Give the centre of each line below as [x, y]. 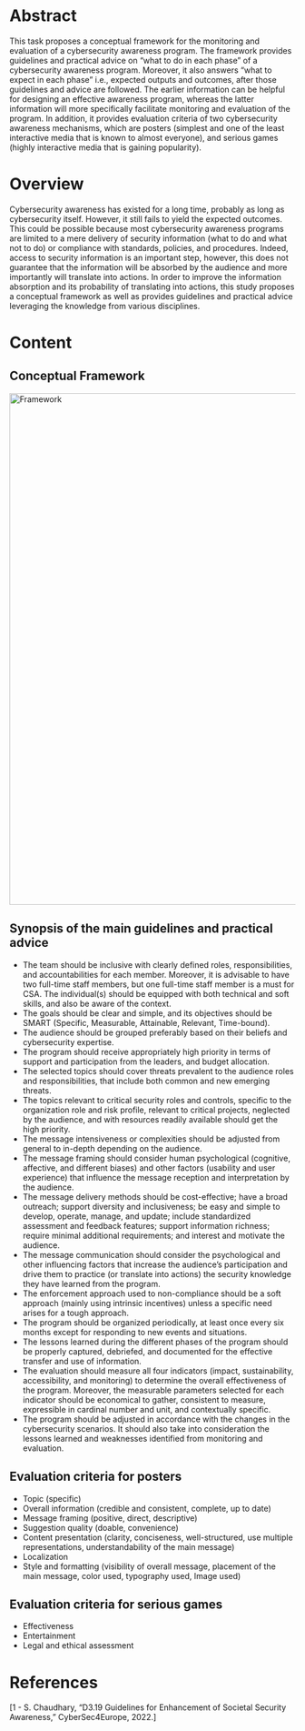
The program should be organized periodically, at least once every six [153, 1322]
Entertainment [49, 1636]
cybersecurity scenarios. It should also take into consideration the [146, 1428]
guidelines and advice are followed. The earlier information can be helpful [148, 89]
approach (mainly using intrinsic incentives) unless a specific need [147, 1303]
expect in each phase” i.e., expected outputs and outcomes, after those [143, 79]
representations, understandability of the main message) [128, 1546]
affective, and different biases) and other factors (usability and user [149, 1167]
